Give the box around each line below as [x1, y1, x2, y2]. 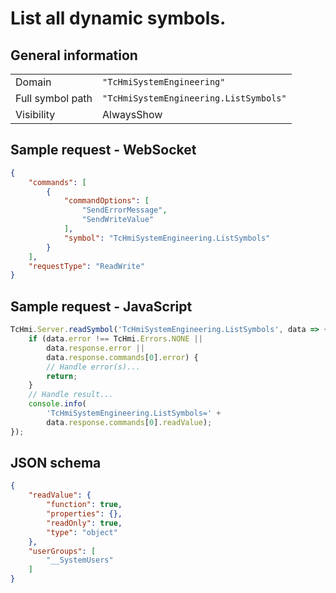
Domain [15, 75, 52, 89]
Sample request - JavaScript [10, 298, 193, 315]
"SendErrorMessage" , [81, 205, 168, 216]
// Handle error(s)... [46, 362, 141, 372]
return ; [46, 371, 78, 381]
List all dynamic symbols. [10, 7, 227, 30]
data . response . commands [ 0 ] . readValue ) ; [46, 417, 213, 427]
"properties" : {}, [46, 509, 123, 519]
